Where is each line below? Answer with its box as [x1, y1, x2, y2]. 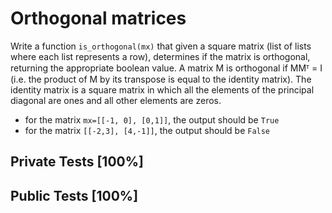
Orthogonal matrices [10, 7, 187, 30]
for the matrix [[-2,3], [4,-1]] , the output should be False [24, 124, 271, 136]
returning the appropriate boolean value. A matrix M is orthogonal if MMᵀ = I [10, 62, 323, 74]
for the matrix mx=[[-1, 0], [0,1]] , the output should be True [24, 113, 280, 126]
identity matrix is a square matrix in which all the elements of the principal [10, 83, 315, 96]
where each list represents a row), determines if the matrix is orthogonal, [10, 50, 311, 62]
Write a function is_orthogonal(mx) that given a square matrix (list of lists [10, 40, 312, 52]
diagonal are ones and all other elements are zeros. [10, 94, 222, 106]
